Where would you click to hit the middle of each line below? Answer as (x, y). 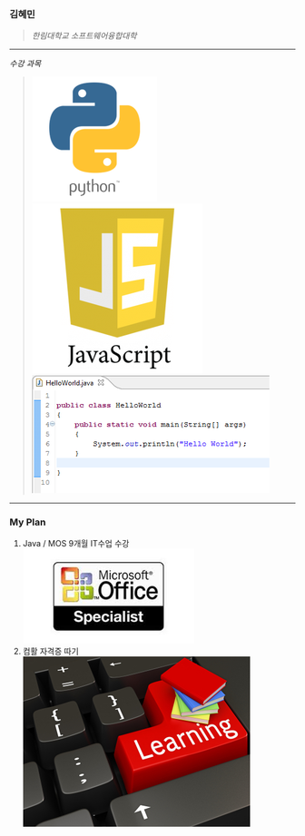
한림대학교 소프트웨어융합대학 (84, 36)
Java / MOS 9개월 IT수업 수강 (76, 543)
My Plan (28, 522)
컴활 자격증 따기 (50, 651)
